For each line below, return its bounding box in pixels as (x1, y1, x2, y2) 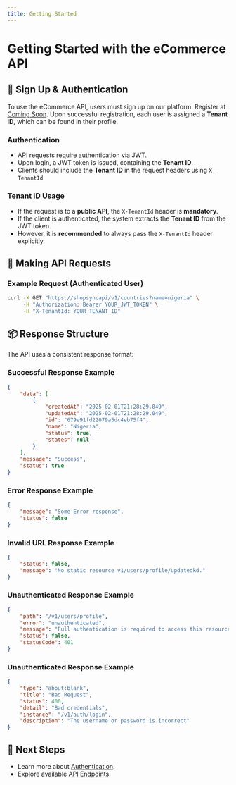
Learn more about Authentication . (17, 762, 115, 771)
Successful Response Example (7, 368, 115, 378)
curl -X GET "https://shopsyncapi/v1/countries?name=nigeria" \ (7, 294, 199, 302)
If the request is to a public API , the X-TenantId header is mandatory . (17, 207, 219, 216)
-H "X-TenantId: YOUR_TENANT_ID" (22, 307, 121, 314)
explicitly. (17, 237, 46, 245)
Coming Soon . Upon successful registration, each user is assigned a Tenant (7, 110, 228, 118)
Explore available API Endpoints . (17, 769, 111, 779)
